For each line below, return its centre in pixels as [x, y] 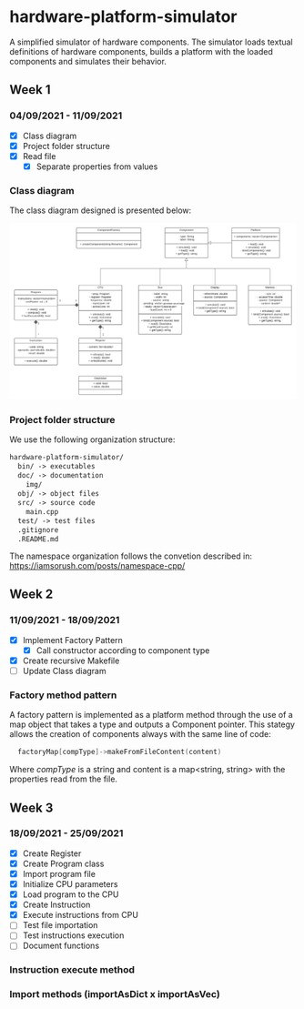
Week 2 [31, 595]
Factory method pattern [63, 695]
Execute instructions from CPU [81, 915]
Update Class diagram [64, 671]
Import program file [59, 873]
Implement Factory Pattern [72, 640]
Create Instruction [56, 905]
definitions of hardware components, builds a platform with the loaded [141, 51]
